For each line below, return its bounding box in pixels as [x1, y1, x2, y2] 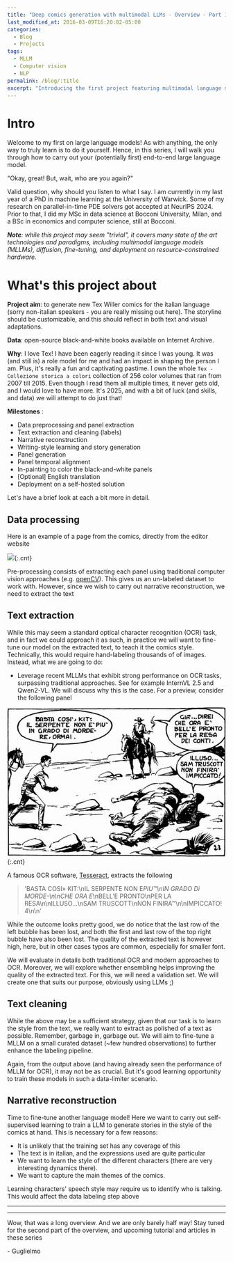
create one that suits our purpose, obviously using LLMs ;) [7, 978, 174, 986]
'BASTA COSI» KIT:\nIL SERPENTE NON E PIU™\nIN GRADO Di [24, 884, 200, 892]
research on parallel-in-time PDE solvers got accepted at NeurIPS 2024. [7, 203, 214, 211]
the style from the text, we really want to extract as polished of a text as [7, 1024, 212, 1032]
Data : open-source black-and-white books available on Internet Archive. [7, 336, 214, 345]
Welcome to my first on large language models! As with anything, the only [7, 139, 218, 147]
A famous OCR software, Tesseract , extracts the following [7, 871, 173, 879]
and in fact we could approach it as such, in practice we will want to [7, 636, 201, 644]
